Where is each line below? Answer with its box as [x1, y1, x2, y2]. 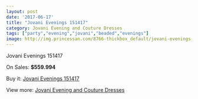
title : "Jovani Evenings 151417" [6, 19, 88, 25]
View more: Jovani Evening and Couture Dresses [6, 87, 125, 93]
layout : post [6, 8, 38, 15]
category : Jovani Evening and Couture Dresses [6, 25, 123, 31]
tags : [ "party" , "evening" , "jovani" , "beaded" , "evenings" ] [6, 31, 149, 37]
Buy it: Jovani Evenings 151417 [6, 75, 80, 82]
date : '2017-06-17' [6, 14, 54, 20]
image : [6, 36, 22, 42]
